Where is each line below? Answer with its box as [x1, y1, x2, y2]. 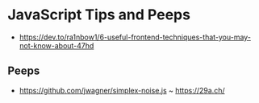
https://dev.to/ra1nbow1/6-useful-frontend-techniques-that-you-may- [19, 32, 252, 42]
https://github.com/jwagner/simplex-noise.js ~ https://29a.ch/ [19, 85, 225, 95]
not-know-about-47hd [19, 40, 94, 50]
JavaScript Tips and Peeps [7, 6, 191, 24]
